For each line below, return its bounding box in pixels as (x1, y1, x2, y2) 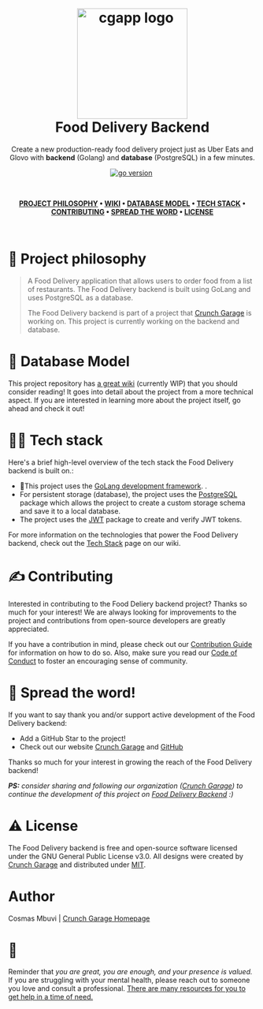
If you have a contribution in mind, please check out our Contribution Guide (8, 639, 253, 648)
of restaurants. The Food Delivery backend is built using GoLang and (27, 284, 251, 293)
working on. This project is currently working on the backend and (27, 316, 240, 326)
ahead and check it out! (8, 403, 85, 413)
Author (8, 888, 55, 905)
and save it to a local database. (19, 506, 120, 516)
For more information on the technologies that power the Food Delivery (8, 529, 239, 540)
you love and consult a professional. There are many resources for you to (8, 984, 246, 993)
